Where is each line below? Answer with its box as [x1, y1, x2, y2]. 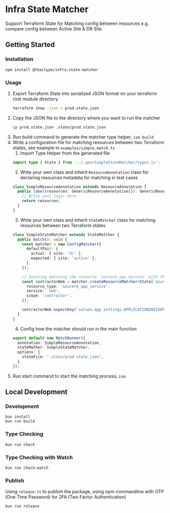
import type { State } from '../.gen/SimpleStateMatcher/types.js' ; [12, 160, 160, 165]
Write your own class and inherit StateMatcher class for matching [20, 217, 156, 223]
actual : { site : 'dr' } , [31, 251, 83, 256]
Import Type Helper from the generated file [20, 150, 110, 156]
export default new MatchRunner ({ [12, 335, 86, 340]
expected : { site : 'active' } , [31, 256, 97, 261]
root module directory [12, 95, 58, 102]
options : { [17, 350, 40, 355]
